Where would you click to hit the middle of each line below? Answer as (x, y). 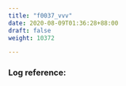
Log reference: (37, 72)
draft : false (30, 30)
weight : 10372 (32, 38)
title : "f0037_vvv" (40, 16)
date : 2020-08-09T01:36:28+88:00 (63, 23)
